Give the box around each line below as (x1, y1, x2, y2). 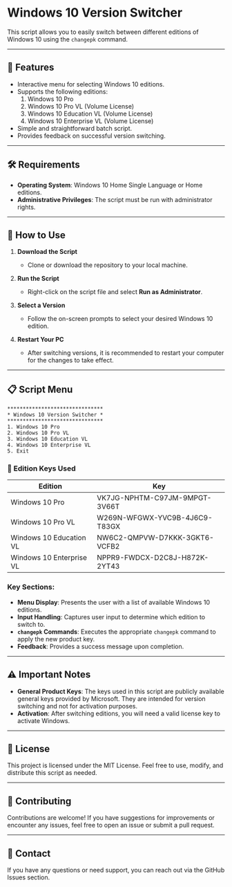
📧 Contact (7, 848, 51, 859)
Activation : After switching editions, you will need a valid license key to (17, 709, 221, 717)
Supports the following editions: (17, 87, 108, 95)
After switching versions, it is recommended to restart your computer (27, 349, 224, 357)
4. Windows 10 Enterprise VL (7, 441, 91, 449)
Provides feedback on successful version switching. (17, 131, 166, 140)
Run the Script (17, 275, 60, 283)
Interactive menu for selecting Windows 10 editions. (17, 80, 164, 88)
